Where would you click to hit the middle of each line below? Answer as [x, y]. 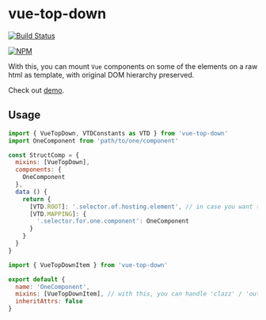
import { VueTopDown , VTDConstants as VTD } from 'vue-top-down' [118, 133]
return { [37, 199]
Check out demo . [36, 90]
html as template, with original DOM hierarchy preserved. [101, 74]
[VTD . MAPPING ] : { [58, 214]
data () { [31, 192]
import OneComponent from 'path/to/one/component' [93, 141]
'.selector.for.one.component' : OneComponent [113, 221]
